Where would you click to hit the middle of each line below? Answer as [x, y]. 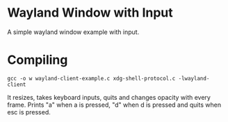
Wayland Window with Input [90, 13]
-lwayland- [194, 78]
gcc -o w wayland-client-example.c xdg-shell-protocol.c [91, 78]
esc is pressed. [29, 112]
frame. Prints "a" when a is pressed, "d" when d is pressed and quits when [114, 105]
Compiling [38, 60]
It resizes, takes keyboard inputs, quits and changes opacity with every [109, 97]
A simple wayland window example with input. [73, 32]
